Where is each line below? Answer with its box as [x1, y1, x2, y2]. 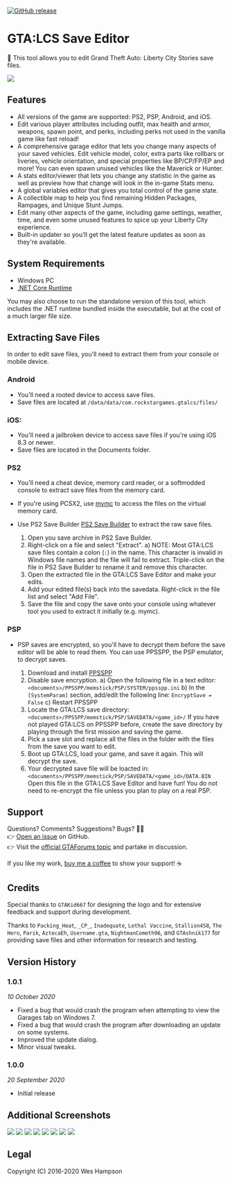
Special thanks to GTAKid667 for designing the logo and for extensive [7, 901, 202, 909]
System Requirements [7, 258, 105, 270]
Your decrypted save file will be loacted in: [27, 764, 150, 773]
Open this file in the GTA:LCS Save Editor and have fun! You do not [27, 779, 218, 787]
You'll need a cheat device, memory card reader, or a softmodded [17, 479, 206, 487]
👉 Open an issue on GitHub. [7, 832, 90, 841]
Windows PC [17, 276, 54, 284]
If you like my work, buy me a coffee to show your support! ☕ [7, 859, 182, 867]
